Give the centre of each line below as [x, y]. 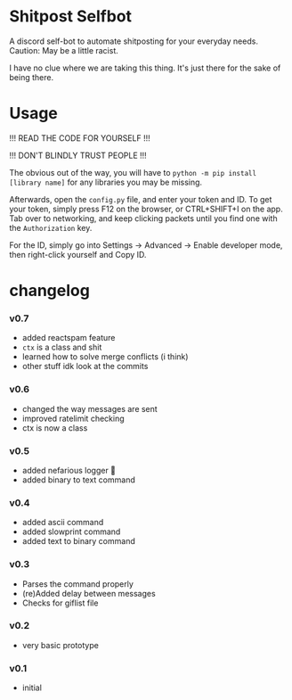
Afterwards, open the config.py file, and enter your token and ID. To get [141, 199]
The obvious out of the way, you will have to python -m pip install [133, 172]
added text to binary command [78, 541]
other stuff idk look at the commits [85, 366]
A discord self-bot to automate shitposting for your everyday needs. [134, 41]
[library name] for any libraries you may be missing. [106, 182]
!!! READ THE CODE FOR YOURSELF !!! [80, 138]
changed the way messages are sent [89, 408]
